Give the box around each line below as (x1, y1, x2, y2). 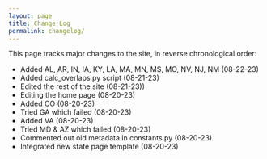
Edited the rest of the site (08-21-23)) (19, 82, 146, 91)
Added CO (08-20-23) (19, 98, 95, 109)
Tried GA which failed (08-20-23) (19, 107, 132, 117)
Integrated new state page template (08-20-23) (19, 142, 179, 152)
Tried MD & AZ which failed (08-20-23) (19, 124, 151, 134)
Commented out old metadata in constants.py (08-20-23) (19, 133, 213, 143)
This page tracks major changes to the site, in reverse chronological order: (8, 49, 257, 59)
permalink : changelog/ (8, 27, 85, 35)
